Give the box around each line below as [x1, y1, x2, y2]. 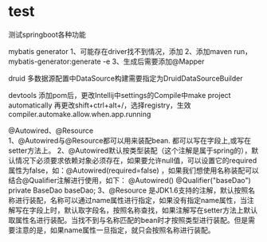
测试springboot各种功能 [8, 29, 86, 39]
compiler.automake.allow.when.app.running [8, 109, 151, 119]
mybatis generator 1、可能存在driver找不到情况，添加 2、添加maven [8, 46, 233, 56]
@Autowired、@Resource [8, 126, 94, 135]
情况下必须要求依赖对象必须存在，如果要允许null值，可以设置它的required [14, 155, 257, 165]
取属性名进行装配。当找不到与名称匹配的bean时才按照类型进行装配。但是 [8, 215, 249, 224]
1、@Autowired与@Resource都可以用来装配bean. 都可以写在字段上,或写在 [8, 135, 252, 145]
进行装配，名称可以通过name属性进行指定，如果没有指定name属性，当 [14, 195, 248, 205]
